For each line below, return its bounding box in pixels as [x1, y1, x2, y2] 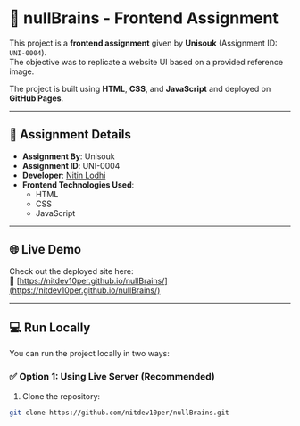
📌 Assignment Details [9, 127, 131, 142]
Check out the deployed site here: [9, 265, 134, 276]
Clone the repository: [21, 390, 101, 401]
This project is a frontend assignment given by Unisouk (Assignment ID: [9, 38, 279, 48]
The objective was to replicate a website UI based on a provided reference [9, 56, 284, 67]
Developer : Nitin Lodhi [21, 170, 106, 180]
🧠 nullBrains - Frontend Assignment [9, 8, 279, 29]
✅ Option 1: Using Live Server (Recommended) [9, 371, 216, 383]
